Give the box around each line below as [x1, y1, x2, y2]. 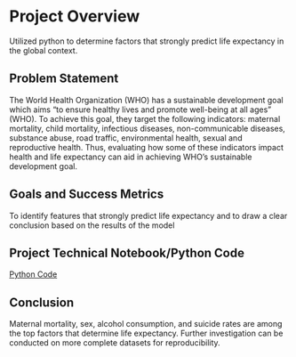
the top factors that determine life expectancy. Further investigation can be [9, 328, 284, 339]
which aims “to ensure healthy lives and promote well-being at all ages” [9, 104, 272, 115]
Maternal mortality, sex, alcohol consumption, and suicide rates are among [9, 319, 283, 329]
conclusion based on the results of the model [9, 220, 175, 231]
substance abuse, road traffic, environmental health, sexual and [9, 132, 243, 143]
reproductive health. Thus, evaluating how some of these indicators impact [9, 142, 284, 152]
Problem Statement [9, 71, 119, 86]
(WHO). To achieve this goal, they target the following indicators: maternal [9, 113, 281, 124]
